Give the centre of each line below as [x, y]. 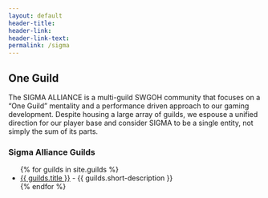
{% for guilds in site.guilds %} [69, 170]
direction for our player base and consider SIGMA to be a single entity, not [131, 123]
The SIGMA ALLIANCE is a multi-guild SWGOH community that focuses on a [134, 97]
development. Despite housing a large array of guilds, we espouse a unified [133, 114]
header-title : [32, 23]
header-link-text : [39, 38]
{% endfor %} [43, 187]
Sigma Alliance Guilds [52, 152]
